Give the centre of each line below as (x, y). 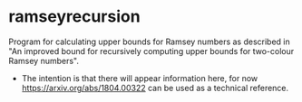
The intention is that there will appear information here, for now (140, 78)
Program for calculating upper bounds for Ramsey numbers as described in (150, 42)
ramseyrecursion (75, 17)
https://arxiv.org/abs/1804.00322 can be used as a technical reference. (155, 88)
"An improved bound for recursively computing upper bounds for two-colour (151, 51)
